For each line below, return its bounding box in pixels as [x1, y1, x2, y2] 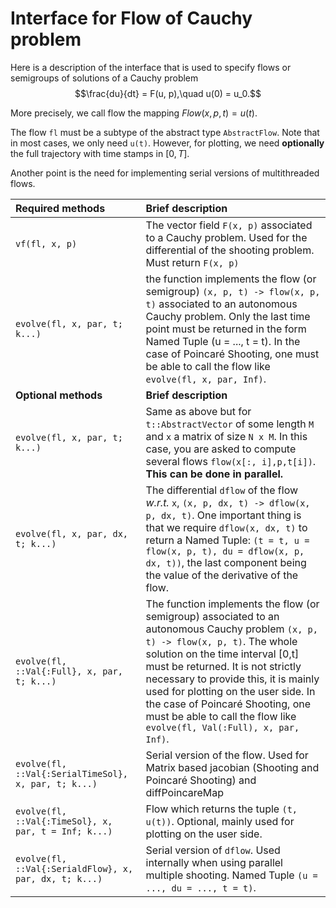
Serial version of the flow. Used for [145, 748, 309, 762]
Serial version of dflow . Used [145, 843, 281, 857]
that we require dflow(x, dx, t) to [145, 520, 308, 534]
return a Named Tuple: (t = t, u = [145, 533, 310, 547]
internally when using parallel [145, 855, 283, 869]
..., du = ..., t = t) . [145, 880, 257, 894]
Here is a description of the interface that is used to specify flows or [10, 61, 292, 73]
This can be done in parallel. [145, 467, 284, 481]
